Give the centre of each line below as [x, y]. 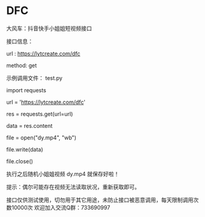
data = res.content [30, 125]
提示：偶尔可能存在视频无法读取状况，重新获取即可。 [73, 186]
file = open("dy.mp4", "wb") [41, 138]
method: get [22, 65]
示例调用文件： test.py [34, 78]
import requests [27, 90]
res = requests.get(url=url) [40, 114]
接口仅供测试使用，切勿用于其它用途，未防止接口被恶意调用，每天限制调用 [100, 200]
